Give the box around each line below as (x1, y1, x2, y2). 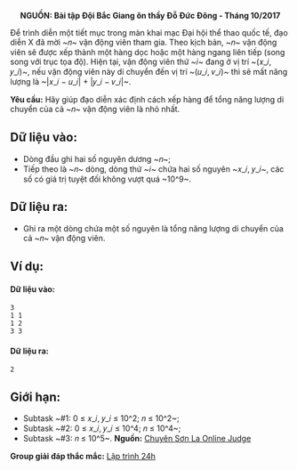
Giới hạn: (10, 389, 61, 404)
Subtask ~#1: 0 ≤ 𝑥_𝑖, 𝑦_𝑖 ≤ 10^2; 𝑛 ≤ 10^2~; (22, 413, 181, 424)
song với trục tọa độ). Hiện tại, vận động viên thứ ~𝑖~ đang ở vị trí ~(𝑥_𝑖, (10, 56, 272, 67)
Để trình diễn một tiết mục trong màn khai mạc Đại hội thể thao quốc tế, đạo (10, 28, 288, 37)
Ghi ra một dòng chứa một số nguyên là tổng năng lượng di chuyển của (22, 223, 284, 233)
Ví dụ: (10, 259, 44, 274)
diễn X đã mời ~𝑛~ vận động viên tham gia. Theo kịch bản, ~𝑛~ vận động (10, 37, 277, 47)
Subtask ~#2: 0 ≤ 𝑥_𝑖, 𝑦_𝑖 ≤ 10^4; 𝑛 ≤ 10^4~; (22, 423, 181, 434)
